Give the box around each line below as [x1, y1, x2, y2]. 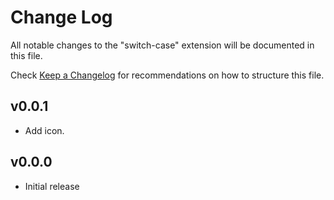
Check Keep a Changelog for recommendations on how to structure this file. [10, 69, 325, 81]
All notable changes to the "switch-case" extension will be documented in [10, 39, 315, 51]
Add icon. [24, 124, 65, 136]
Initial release [24, 180, 80, 192]
